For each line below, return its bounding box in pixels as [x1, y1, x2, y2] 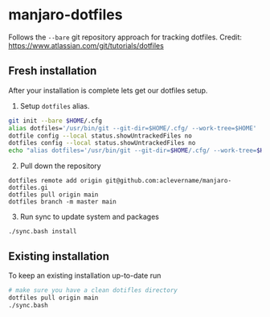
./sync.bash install [8, 228, 78, 236]
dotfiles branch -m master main [8, 198, 117, 206]
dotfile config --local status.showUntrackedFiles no [8, 131, 193, 140]
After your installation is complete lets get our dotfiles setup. [8, 85, 208, 95]
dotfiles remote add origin [8, 177, 103, 185]
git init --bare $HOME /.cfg [8, 117, 103, 125]
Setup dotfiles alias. [19, 101, 90, 110]
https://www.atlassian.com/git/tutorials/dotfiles [8, 40, 165, 50]
